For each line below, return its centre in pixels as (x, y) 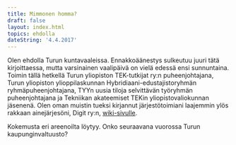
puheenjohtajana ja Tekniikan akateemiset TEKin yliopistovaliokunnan (108, 98)
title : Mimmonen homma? (42, 14)
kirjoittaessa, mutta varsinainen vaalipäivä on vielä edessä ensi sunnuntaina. (118, 68)
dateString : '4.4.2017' (42, 40)
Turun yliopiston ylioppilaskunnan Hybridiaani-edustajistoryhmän (102, 83)
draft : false (26, 21)
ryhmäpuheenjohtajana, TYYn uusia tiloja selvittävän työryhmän (100, 91)
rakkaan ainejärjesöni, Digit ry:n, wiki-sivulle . (72, 113)
